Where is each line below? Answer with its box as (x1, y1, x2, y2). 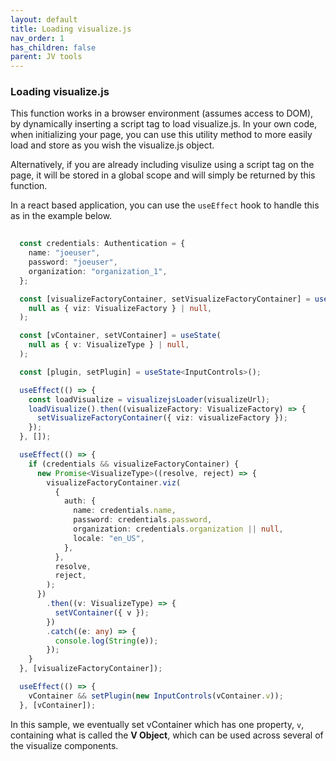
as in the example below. (10, 210, 113, 222)
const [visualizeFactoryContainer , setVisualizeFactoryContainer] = (19, 294, 311, 304)
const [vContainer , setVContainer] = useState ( (19, 331, 222, 341)
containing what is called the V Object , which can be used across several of (10, 729, 324, 741)
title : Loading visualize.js (10, 24, 132, 34)
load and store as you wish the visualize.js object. (10, 139, 215, 151)
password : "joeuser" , (28, 257, 118, 268)
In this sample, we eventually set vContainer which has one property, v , (10, 718, 305, 730)
